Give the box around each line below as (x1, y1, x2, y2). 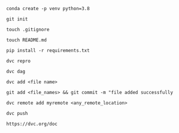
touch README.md (6, 37, 47, 43)
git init (6, 16, 28, 22)
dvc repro (6, 58, 31, 64)
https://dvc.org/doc (6, 121, 58, 127)
